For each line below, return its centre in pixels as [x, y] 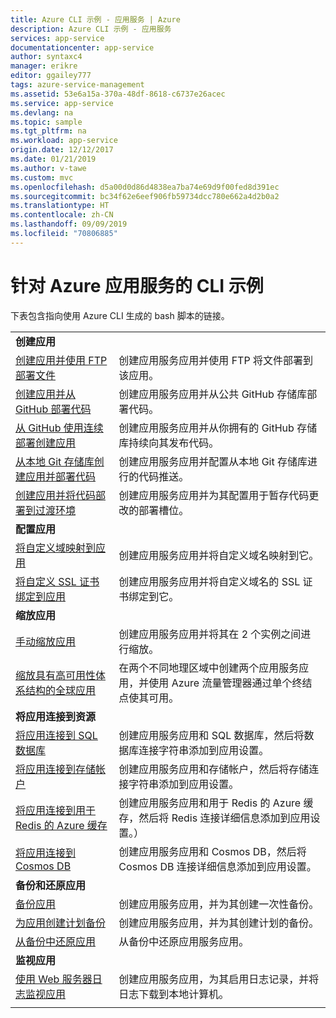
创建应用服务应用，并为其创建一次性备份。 [219, 904]
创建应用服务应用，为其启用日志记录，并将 [219, 979]
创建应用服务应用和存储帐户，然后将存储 [214, 769]
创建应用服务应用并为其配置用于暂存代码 [214, 495]
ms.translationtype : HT [60, 206]
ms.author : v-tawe [48, 168]
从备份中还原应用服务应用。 [184, 941]
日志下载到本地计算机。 [174, 994]
